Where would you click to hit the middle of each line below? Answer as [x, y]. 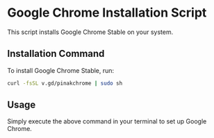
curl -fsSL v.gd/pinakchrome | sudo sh [65, 83]
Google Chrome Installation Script [107, 13]
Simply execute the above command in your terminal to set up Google [107, 121]
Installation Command [56, 54]
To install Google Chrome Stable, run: [61, 70]
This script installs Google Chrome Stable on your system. [90, 32]
